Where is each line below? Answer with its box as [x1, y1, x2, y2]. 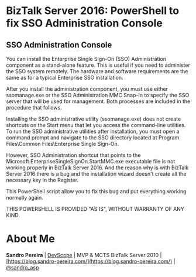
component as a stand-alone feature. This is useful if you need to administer [6, 61, 190, 69]
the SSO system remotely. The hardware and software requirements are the [6, 68, 188, 74]
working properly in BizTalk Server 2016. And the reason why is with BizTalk [6, 164, 189, 171]
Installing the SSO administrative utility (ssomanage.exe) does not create [6, 115, 181, 122]
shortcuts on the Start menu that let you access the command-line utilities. [6, 122, 186, 128]
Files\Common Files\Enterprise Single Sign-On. [6, 141, 119, 147]
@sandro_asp [6, 264, 39, 271]
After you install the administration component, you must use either [6, 86, 169, 92]
